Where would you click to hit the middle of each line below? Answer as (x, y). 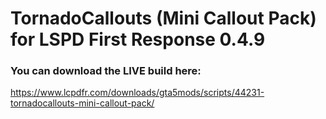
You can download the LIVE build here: (106, 71)
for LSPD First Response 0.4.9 (138, 39)
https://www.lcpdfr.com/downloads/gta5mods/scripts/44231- (137, 93)
